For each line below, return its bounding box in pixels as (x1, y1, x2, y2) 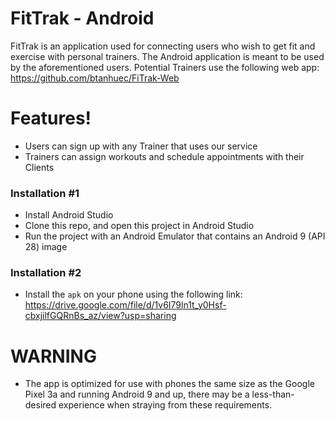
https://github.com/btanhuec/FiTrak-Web (10, 72, 180, 84)
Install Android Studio (24, 209, 114, 221)
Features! (10, 107, 92, 130)
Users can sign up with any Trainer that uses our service (24, 140, 258, 152)
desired (24, 399, 57, 411)
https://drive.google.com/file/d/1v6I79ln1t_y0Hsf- (24, 299, 227, 311)
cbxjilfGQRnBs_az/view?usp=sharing (24, 310, 177, 322)
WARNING (10, 345, 97, 367)
